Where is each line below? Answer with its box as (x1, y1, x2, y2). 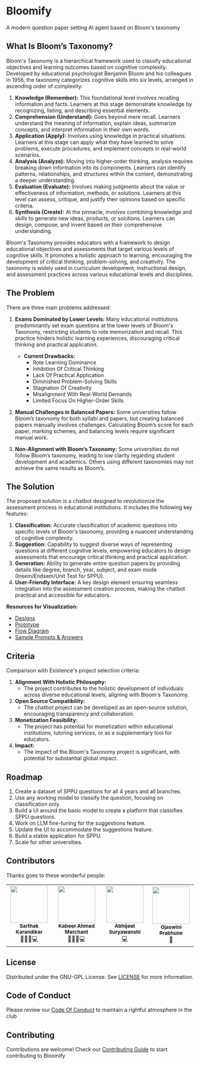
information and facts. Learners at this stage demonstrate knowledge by (14, 100, 192, 108)
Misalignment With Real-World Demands (32, 390, 132, 398)
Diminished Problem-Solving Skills (32, 377, 117, 385)
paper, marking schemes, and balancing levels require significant (14, 427, 175, 434)
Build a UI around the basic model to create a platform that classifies (14, 807, 183, 814)
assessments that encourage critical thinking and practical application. (14, 554, 189, 561)
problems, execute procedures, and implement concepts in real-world (14, 145, 186, 152)
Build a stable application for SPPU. (14, 832, 102, 839)
